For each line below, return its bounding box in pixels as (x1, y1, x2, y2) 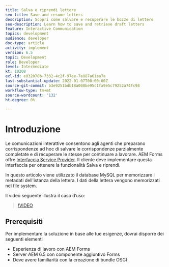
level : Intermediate (5, 64, 49, 69)
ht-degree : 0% (5, 97, 36, 102)
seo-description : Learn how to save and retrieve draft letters (5, 21, 145, 27)
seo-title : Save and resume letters (5, 12, 83, 17)
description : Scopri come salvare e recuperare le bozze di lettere (5, 17, 154, 22)
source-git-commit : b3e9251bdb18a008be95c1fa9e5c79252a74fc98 (5, 83, 140, 88)
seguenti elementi (5, 236, 43, 242)
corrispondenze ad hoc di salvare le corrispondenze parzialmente (5, 146, 144, 152)
